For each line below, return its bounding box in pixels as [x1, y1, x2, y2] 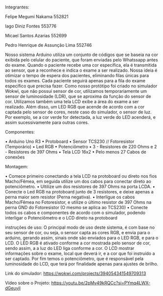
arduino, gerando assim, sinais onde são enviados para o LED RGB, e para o [5, 235, 159, 241]
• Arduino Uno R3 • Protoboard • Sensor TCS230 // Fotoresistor [5, 138, 135, 144]
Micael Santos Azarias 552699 [5, 33, 67, 38]
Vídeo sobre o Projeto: [5, 280, 50, 286]
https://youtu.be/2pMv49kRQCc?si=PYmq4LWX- [51, 280, 151, 286]
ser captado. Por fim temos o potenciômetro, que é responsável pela [5, 256, 143, 262]
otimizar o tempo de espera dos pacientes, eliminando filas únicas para [5, 73, 149, 78]
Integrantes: [5, 4, 29, 10]
